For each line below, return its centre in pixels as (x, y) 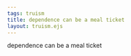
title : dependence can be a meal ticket (66, 20)
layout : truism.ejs (35, 26)
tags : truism (26, 13)
